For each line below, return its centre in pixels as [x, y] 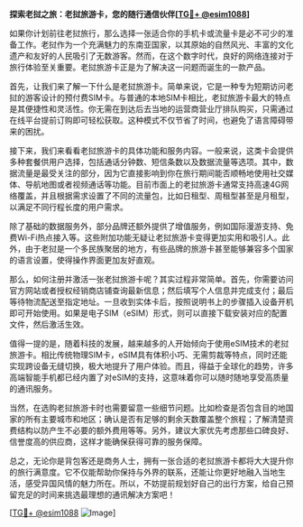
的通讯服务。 [33, 388]
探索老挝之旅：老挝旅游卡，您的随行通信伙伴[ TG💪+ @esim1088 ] [130, 14]
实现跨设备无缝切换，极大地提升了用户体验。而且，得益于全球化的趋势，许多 [151, 366]
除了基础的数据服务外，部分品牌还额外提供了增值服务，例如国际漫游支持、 [147, 226]
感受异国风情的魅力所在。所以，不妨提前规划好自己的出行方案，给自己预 [159, 483]
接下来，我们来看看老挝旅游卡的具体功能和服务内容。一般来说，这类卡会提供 [151, 151]
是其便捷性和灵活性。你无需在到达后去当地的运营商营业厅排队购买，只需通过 [151, 109]
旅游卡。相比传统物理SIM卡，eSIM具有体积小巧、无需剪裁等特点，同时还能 [148, 355]
